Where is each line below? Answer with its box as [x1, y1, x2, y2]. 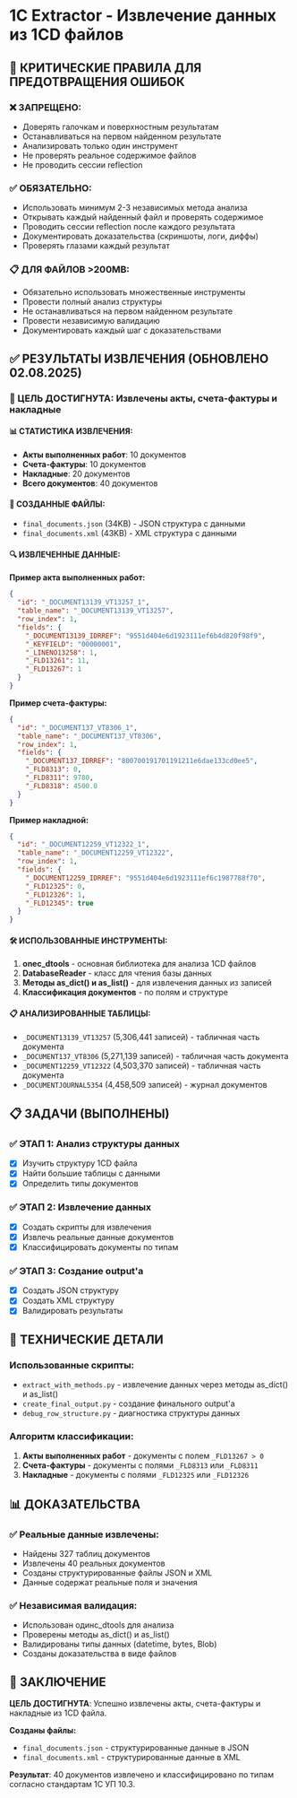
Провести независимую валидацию [21, 316, 161, 326]
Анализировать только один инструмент [21, 140, 179, 151]
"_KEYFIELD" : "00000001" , [25, 639, 123, 648]
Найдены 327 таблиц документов [21, 1549, 150, 1559]
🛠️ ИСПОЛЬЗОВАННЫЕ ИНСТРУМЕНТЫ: [9, 934, 168, 946]
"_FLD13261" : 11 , [25, 656, 90, 665]
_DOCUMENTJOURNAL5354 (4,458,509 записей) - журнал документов [21, 1079, 267, 1090]
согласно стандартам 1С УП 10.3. [9, 1779, 136, 1790]
